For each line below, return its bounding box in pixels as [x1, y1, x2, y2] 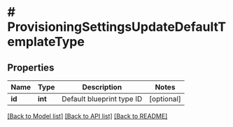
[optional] [149, 94, 182, 103]
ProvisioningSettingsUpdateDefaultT [7, 19, 226, 35]
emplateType [7, 34, 85, 50]
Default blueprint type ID [62, 94, 143, 103]
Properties [7, 61, 55, 73]
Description [82, 82, 122, 91]
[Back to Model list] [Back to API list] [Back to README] [7, 112, 168, 120]
